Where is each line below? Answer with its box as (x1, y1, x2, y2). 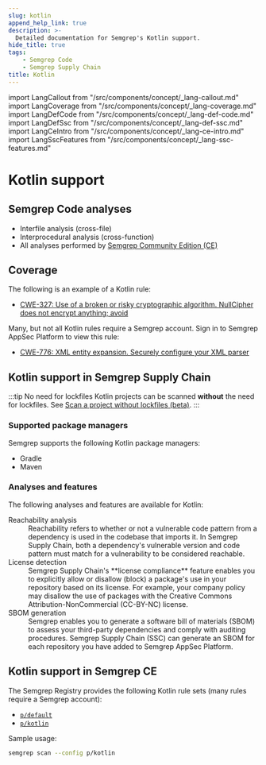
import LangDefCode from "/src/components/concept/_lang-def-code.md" (8, 109, 254, 119)
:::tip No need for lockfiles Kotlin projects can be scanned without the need (8, 392, 255, 401)
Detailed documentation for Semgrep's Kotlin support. (15, 33, 201, 42)
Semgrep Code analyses (8, 203, 133, 216)
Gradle (19, 454, 42, 463)
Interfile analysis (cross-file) (19, 223, 113, 233)
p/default (19, 711, 53, 719)
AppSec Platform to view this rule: (8, 332, 120, 342)
